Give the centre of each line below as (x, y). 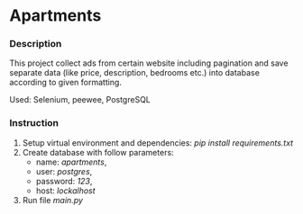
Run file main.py (53, 200)
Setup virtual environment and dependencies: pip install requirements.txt (158, 143)
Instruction (34, 123)
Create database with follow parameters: (98, 152)
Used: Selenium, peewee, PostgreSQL (80, 100)
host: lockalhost (66, 191)
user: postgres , (64, 171)
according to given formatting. (65, 83)
